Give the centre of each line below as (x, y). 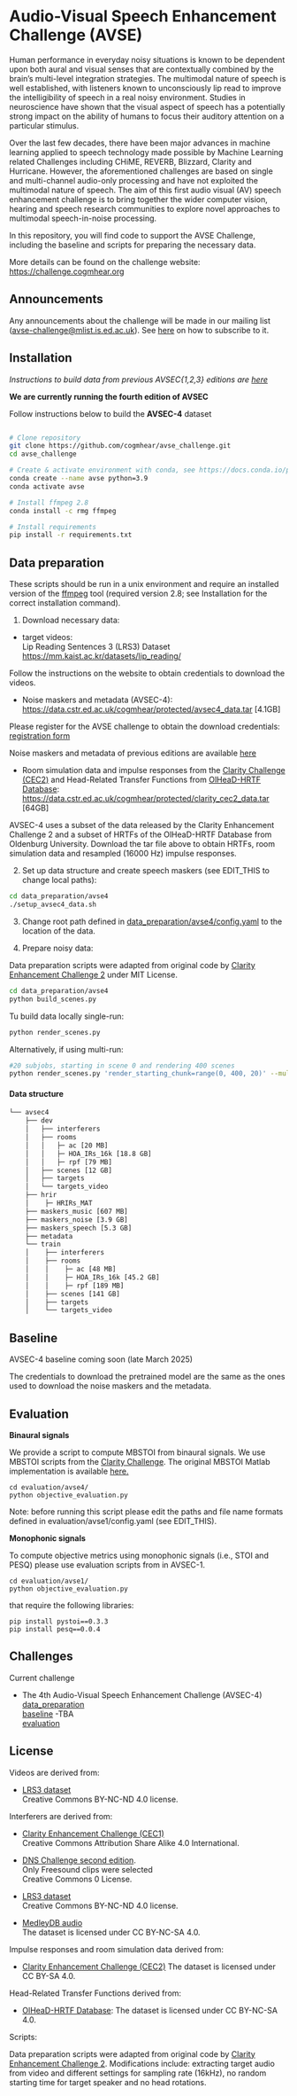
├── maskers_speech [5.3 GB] (79, 1228)
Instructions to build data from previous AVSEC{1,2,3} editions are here (138, 379)
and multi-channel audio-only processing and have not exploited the (134, 180)
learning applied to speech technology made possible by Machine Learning (146, 152)
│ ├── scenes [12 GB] (69, 1170)
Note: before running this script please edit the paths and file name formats (146, 1511)
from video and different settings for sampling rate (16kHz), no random (138, 2073)
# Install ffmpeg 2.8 (49, 503)
